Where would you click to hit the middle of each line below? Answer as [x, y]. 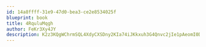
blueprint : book [27, 18]
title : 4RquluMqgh [30, 23]
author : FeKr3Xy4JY [31, 29]
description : [23, 35]
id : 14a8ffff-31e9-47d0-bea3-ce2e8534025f [61, 12]
